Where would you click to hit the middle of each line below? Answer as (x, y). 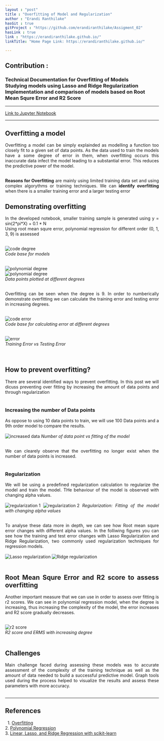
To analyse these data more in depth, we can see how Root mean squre (82, 526)
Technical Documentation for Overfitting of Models (67, 80)
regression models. (24, 546)
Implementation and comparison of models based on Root (75, 92)
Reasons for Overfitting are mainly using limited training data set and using (82, 181)
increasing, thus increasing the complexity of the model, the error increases (82, 607)
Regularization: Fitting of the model (121, 506)
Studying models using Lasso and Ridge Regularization (72, 86)
